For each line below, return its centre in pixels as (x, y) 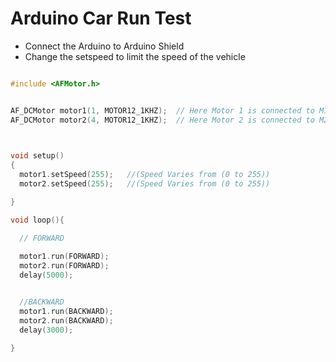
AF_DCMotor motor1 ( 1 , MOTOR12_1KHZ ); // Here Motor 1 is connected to (162, 110)
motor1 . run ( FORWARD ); (64, 257)
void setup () (37, 156)
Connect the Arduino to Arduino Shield (104, 46)
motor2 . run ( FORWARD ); (64, 266)
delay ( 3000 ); (46, 330)
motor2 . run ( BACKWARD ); (66, 320)
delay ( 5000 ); (46, 275)
